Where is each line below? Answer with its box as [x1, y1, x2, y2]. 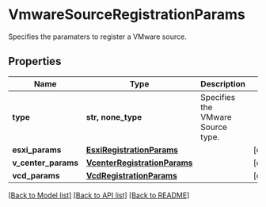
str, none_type [85, 111, 142, 122]
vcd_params [12, 170, 60, 181]
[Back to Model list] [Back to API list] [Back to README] [8, 190, 190, 200]
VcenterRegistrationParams [85, 157, 193, 168]
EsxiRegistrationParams [85, 144, 178, 155]
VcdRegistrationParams [85, 170, 178, 181]
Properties [8, 55, 62, 68]
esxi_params [12, 144, 62, 155]
